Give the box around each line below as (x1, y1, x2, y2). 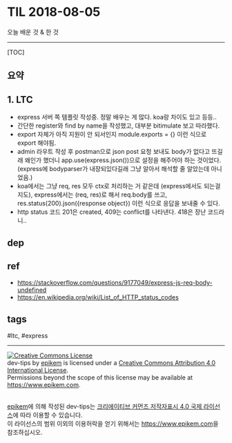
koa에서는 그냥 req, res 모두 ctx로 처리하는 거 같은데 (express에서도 (17, 182, 202, 190)
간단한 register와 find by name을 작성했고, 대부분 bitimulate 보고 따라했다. (17, 121, 220, 130)
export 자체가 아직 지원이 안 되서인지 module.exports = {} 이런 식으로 (17, 130, 207, 139)
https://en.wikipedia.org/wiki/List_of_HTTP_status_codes (17, 293, 180, 302)
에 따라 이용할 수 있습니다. (12, 411, 83, 420)
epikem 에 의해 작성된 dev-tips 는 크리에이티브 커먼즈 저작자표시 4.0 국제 (7, 402, 202, 411)
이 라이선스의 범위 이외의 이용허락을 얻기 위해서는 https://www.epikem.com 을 (7, 420, 219, 428)
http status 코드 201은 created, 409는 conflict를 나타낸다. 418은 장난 (17, 208, 206, 216)
